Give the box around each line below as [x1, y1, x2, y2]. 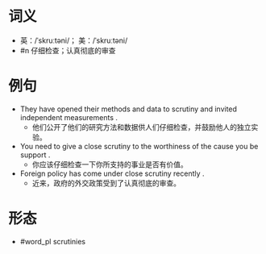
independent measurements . [19, 112, 118, 122]
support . [19, 150, 51, 160]
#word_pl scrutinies [19, 236, 86, 246]
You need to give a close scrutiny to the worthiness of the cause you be [19, 141, 259, 151]
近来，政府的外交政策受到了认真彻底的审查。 [31, 178, 181, 188]
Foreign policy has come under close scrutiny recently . [19, 169, 205, 178]
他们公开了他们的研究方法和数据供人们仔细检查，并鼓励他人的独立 [31, 122, 251, 131]
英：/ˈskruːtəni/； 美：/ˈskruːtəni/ [19, 35, 128, 45]
